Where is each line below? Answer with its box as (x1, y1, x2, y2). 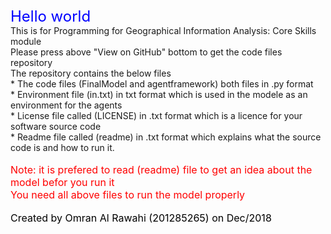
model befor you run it (10, 176, 115, 189)
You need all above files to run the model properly (10, 188, 246, 201)
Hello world (10, 7, 92, 26)
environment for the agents (10, 99, 123, 111)
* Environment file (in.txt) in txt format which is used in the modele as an (10, 89, 308, 100)
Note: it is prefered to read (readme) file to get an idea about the (10, 163, 313, 176)
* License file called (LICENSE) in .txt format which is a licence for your (10, 110, 303, 121)
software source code (10, 121, 102, 132)
